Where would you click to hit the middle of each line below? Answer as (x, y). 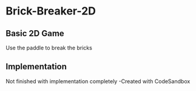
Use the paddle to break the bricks (49, 48)
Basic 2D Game (35, 33)
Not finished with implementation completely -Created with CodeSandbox (98, 81)
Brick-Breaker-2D (51, 11)
